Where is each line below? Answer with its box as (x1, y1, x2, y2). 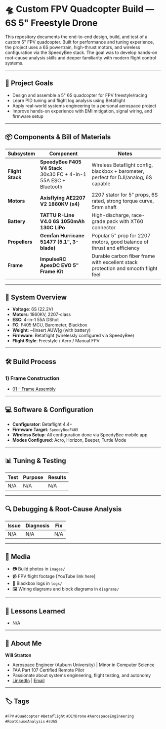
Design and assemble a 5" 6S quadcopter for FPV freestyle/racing (12, 92, 147, 98)
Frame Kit (40, 268, 63, 275)
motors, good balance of (91, 238, 149, 245)
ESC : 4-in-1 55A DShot (12, 317, 59, 323)
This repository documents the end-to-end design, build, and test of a (5, 34, 148, 40)
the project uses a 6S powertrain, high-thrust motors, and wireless (5, 44, 140, 50)
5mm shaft (91, 204, 117, 210)
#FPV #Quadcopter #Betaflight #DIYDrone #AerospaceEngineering (5, 714, 134, 719)
